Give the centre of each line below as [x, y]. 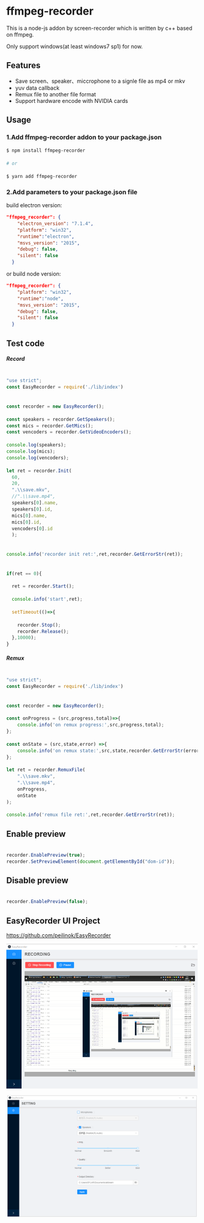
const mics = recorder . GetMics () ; [50, 426]
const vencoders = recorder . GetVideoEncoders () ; [69, 432]
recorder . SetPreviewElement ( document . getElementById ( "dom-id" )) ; [90, 861]
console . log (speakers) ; [36, 445]
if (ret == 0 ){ [24, 573]
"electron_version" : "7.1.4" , [56, 224]
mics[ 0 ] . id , [27, 522]
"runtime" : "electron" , [46, 236]
